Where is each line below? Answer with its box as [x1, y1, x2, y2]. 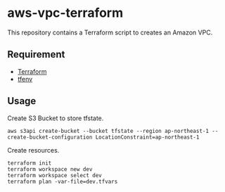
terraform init [7, 160, 52, 167]
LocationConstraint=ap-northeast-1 [95, 134, 200, 141]
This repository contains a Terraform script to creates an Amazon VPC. [7, 28, 213, 37]
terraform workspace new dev [7, 165, 93, 173]
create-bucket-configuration [7, 134, 93, 141]
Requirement [7, 49, 65, 60]
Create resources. [7, 146, 60, 154]
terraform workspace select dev [7, 172, 102, 179]
